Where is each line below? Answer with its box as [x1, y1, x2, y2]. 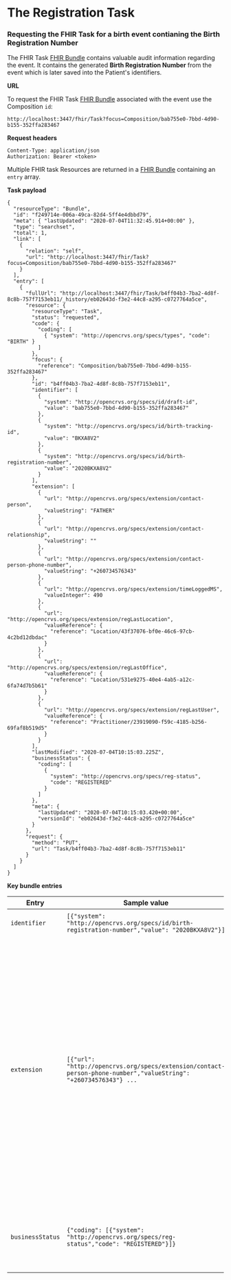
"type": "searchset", [13, 224, 76, 230]
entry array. [7, 173, 41, 181]
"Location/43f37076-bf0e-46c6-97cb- [90, 628, 195, 636]
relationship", [7, 531, 51, 539]
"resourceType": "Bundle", [13, 206, 91, 213]
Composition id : [7, 102, 53, 111]
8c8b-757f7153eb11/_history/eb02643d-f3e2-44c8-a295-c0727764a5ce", [7, 296, 208, 303]
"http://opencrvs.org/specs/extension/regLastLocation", [7, 616, 174, 623]
